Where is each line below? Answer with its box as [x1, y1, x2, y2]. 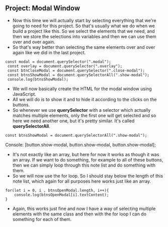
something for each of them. [12, 216, 72, 222]
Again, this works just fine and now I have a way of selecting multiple [12, 205, 156, 211]
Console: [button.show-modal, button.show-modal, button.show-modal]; [5, 141, 156, 147]
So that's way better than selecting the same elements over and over [12, 44, 155, 50]
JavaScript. [12, 91, 37, 97]
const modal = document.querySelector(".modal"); [5, 59, 112, 64]
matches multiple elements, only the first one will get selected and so [12, 112, 156, 118]
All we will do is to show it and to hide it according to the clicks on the [12, 96, 157, 102]
